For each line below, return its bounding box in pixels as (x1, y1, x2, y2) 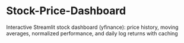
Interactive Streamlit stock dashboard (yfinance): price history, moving (6, 24, 179, 31)
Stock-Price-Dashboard (6, 4, 126, 18)
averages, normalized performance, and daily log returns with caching (6, 29, 178, 37)
